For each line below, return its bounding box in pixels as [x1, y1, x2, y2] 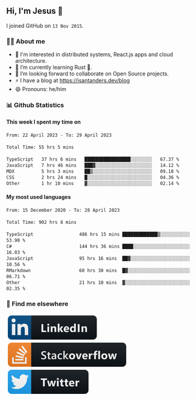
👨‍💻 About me [6, 37, 45, 45]
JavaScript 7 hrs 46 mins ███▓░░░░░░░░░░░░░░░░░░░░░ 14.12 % [6, 162, 180, 169]
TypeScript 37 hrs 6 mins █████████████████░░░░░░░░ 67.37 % [6, 156, 180, 163]
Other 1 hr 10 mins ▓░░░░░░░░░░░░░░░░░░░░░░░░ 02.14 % [6, 180, 180, 187]
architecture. [14, 57, 47, 65]
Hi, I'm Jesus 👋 [6, 6, 63, 16]
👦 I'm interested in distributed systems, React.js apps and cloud [14, 51, 174, 58]
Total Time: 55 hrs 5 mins [6, 144, 74, 151]
